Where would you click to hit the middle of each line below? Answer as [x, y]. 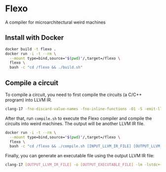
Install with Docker [35, 38]
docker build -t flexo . [31, 49]
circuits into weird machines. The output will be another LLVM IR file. [75, 123]
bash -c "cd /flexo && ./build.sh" [46, 68]
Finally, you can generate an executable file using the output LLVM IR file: [80, 156]
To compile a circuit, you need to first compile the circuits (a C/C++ [74, 95]
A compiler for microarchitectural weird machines [55, 22]
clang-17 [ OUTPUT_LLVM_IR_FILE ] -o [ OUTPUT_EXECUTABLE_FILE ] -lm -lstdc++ [84, 165]
